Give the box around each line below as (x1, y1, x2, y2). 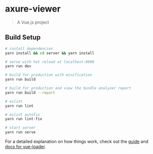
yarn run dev (5, 64, 32, 69)
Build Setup (5, 33, 41, 42)
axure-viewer (5, 3, 61, 14)
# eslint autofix (5, 112, 40, 117)
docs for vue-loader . (5, 144, 46, 149)
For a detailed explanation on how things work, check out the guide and (5, 139, 149, 144)
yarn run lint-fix (5, 117, 42, 122)
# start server (5, 126, 36, 130)
